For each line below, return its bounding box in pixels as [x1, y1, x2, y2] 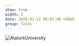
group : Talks [5, 21, 32, 26]
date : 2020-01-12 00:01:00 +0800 [5, 16, 75, 21]
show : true [5, 7, 28, 12]
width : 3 [5, 12, 23, 17]
